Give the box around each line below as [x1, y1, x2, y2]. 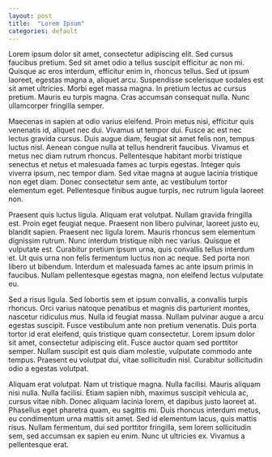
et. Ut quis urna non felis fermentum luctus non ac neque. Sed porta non [8, 253, 250, 263]
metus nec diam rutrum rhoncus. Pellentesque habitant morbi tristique [8, 151, 243, 161]
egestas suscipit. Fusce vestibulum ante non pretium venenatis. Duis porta [8, 321, 257, 330]
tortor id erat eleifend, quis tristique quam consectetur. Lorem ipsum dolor [8, 330, 255, 339]
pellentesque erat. [8, 440, 69, 450]
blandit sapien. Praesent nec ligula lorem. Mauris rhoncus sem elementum [8, 227, 256, 237]
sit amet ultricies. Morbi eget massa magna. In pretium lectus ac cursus [8, 84, 247, 93]
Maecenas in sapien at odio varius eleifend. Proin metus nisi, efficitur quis [8, 117, 254, 127]
